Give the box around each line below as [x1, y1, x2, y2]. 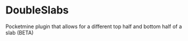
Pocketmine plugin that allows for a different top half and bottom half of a [5, 23, 182, 30]
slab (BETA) [5, 29, 34, 36]
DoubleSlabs [5, 4, 69, 17]
